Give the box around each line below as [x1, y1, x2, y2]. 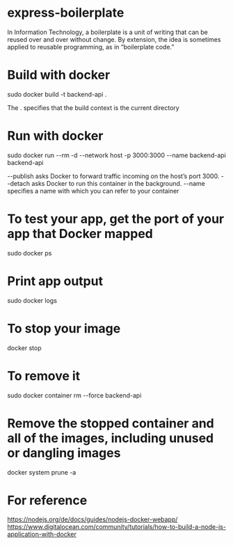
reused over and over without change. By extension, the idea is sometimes [7, 35, 221, 43]
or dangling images [7, 445, 121, 461]
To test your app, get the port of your [7, 211, 225, 227]
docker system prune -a [7, 468, 77, 476]
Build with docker [7, 68, 111, 83]
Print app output [7, 273, 103, 289]
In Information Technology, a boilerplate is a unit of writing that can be [7, 28, 209, 36]
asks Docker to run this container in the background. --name [31, 179, 205, 187]
